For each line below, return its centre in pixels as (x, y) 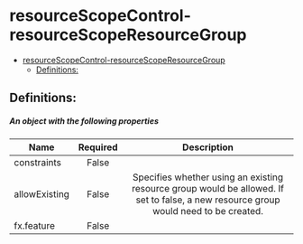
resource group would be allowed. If (208, 189)
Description (208, 147)
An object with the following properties (84, 121)
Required (98, 147)
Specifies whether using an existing (208, 177)
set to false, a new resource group (208, 200)
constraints (37, 163)
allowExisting (42, 194)
